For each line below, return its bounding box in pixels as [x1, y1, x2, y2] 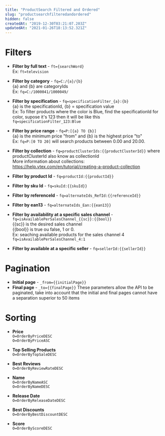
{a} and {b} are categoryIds [12, 84, 68, 89]
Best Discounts [12, 406, 44, 413]
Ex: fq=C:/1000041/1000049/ [12, 88, 69, 94]
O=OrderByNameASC [12, 380, 48, 385]
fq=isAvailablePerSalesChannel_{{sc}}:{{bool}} [12, 217, 112, 222]
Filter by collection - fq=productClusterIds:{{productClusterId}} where [12, 148, 160, 154]
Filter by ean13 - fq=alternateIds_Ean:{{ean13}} [12, 202, 112, 208]
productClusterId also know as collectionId [12, 153, 99, 159]
